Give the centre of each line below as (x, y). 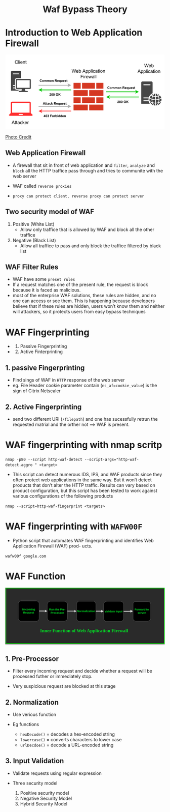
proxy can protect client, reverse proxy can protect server (78, 196)
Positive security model (45, 793)
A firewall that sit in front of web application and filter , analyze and (84, 165)
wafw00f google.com (26, 556)
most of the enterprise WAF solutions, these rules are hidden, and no (84, 296)
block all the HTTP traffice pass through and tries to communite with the (88, 170)
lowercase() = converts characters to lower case (71, 740)
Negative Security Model (46, 798)
